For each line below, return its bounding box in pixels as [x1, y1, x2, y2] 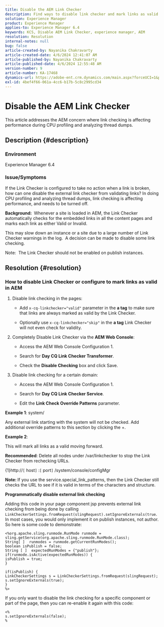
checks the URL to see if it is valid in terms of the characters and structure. [5, 482, 156, 488]
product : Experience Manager [5, 20, 64, 26]
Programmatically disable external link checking [5, 491, 105, 497]
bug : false [5, 43, 27, 48]
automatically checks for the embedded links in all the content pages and [5, 215, 153, 221]
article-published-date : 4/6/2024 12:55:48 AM [5, 61, 102, 66]
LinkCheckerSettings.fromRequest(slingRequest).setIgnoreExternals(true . [5, 511, 158, 517]
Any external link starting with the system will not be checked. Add [5, 419, 139, 425]
